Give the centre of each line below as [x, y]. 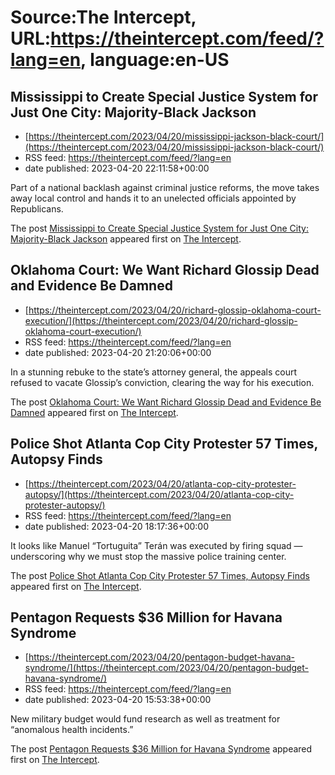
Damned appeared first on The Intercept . [94, 412]
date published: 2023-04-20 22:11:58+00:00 [117, 168]
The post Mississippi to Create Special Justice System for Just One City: [159, 228]
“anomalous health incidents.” [72, 730]
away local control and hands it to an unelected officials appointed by [153, 198]
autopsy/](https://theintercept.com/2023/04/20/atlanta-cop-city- [159, 494]
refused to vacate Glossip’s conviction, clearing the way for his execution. [162, 382]
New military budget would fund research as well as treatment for [145, 719]
